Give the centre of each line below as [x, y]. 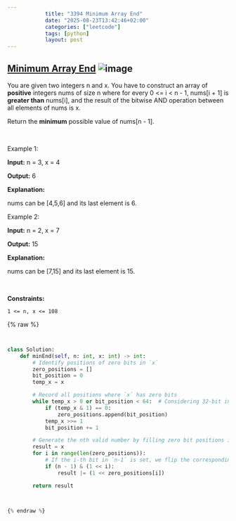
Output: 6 [22, 176]
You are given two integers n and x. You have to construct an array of [108, 85]
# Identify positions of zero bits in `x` [96, 363]
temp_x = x [48, 382]
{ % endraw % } [26, 510]
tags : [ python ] [67, 33]
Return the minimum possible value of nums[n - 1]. [81, 121]
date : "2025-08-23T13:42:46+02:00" [97, 20]
